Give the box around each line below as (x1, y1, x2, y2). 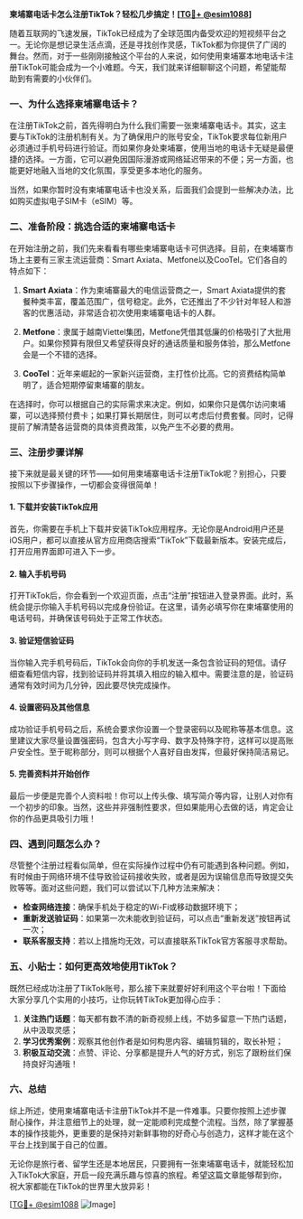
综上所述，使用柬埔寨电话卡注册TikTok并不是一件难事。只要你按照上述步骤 (9, 1105, 287, 1116)
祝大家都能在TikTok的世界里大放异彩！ (9, 1180, 153, 1191)
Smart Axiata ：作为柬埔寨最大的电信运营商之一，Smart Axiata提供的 (22, 284, 279, 295)
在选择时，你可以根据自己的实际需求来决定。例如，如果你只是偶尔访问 (9, 398, 271, 409)
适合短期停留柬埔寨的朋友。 (46, 379, 150, 390)
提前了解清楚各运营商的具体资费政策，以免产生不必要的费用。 (9, 421, 239, 432)
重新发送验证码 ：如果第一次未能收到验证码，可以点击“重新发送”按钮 (22, 913, 275, 924)
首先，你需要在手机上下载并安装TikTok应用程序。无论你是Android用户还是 (9, 524, 285, 535)
